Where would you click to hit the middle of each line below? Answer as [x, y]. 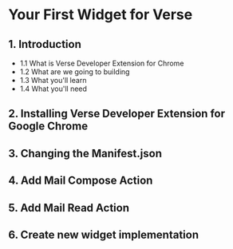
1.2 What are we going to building [75, 72]
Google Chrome [48, 126]
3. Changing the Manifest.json [85, 153]
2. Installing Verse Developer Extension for [117, 114]
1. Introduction [45, 44]
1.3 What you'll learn [53, 80]
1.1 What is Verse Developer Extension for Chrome [102, 63]
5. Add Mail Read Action [69, 208]
